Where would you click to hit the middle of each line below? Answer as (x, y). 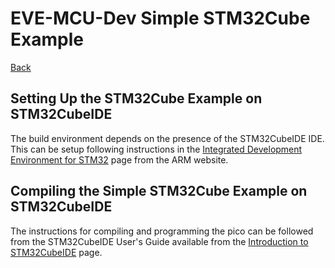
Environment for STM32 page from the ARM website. (119, 159)
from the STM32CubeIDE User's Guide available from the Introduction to (159, 241)
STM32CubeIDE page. (56, 252)
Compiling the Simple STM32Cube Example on (159, 191)
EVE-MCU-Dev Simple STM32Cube (160, 18)
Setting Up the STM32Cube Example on (136, 98)
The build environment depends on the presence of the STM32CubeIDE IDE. (167, 138)
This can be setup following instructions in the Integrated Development (156, 149)
